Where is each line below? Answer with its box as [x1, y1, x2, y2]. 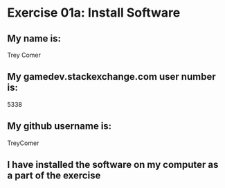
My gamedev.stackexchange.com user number [7, 71, 216, 83]
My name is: [7, 33, 61, 44]
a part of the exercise [7, 170, 101, 182]
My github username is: [7, 120, 112, 133]
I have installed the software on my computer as [7, 159, 219, 171]
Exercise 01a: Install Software [7, 5, 181, 21]
